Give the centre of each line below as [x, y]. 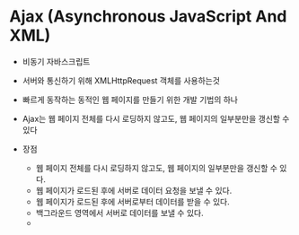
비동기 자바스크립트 [56, 61]
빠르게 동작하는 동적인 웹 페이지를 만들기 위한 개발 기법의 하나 [130, 100]
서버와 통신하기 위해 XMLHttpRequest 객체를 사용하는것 [121, 80]
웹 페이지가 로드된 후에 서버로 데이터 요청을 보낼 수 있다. [134, 190]
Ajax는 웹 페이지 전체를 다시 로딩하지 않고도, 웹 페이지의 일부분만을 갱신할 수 [156, 118]
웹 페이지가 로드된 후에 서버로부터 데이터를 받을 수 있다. [133, 201]
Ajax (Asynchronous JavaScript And [148, 17]
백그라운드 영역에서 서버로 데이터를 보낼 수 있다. [119, 213]
